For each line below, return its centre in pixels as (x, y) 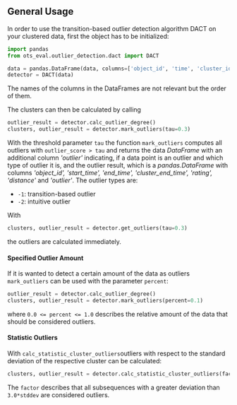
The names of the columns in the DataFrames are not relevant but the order (117, 88)
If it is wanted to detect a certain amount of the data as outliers (99, 274)
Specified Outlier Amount (45, 258)
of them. (19, 96)
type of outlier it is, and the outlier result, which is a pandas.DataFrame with (118, 165)
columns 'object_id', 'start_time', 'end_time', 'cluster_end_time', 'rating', (110, 173)
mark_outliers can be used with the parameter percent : (88, 281)
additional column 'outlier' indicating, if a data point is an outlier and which (115, 158)
